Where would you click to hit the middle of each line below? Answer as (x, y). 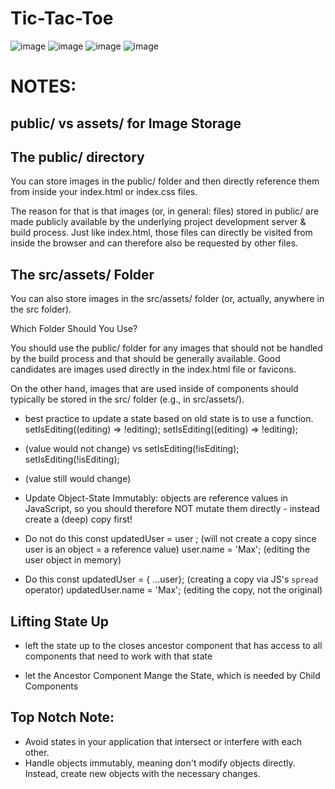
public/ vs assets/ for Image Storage (126, 123)
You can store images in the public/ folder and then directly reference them (165, 181)
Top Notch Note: (62, 717)
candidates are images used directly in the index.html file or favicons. (153, 369)
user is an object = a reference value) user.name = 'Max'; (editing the (167, 549)
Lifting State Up (60, 621)
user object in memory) (73, 560)
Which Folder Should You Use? (74, 329)
